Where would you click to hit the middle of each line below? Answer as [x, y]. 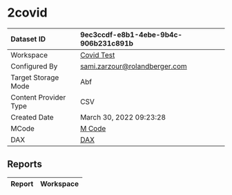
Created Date [32, 117]
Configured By [34, 66]
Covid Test [98, 55]
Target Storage [35, 77]
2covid [27, 13]
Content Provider [38, 97]
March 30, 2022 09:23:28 [123, 117]
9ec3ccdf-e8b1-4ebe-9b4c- [132, 35]
